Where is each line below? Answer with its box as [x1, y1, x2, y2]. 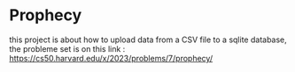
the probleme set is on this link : [9, 43, 126, 54]
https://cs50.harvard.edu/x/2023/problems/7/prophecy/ [9, 53, 213, 63]
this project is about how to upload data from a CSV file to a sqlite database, [9, 34, 288, 45]
